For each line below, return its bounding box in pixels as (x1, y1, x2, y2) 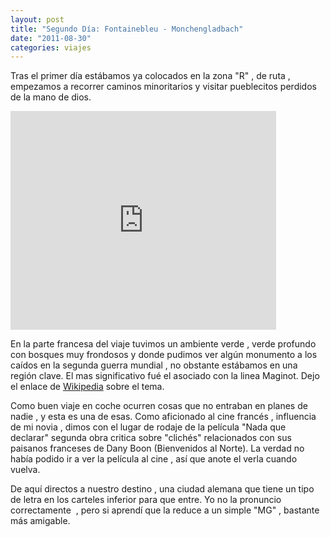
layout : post (10, 14, 65, 25)
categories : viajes (10, 42, 92, 53)
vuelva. (10, 464, 41, 476)
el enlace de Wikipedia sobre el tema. (10, 381, 165, 393)
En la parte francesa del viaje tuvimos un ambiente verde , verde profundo (10, 338, 317, 350)
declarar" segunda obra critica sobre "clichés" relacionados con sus (10, 432, 292, 444)
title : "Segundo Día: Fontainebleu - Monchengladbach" (10, 24, 244, 34)
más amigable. (10, 515, 71, 527)
